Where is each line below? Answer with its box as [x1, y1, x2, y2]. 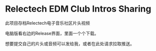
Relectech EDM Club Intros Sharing [5, 3, 152, 15]
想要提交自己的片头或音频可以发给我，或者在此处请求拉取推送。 [5, 40, 134, 47]
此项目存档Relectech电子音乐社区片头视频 [5, 20, 90, 26]
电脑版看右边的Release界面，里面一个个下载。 [5, 30, 99, 36]
